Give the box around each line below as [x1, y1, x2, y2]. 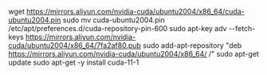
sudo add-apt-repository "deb [143, 41, 241, 50]
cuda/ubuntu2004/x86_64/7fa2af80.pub [8, 41, 142, 50]
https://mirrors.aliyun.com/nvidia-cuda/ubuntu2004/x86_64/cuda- [26, 7, 245, 16]
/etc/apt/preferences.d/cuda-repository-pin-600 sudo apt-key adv [8, 24, 227, 33]
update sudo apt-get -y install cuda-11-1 [8, 57, 139, 67]
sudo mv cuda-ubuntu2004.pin [62, 15, 166, 25]
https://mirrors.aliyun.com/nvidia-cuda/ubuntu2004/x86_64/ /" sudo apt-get [8, 49, 259, 58]
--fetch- [228, 24, 256, 33]
